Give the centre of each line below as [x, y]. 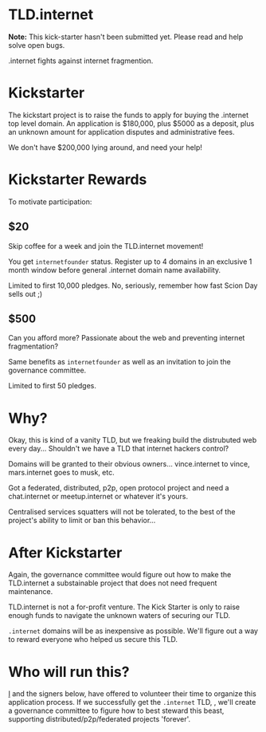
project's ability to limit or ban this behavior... [82, 521]
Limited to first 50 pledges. [53, 386]
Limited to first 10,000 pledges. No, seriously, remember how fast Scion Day [133, 285]
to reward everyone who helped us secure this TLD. [93, 640]
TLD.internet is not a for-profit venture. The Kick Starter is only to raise [124, 607]
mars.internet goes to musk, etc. [61, 473]
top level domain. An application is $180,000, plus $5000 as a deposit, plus [131, 123]
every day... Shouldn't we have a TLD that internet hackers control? [119, 449]
